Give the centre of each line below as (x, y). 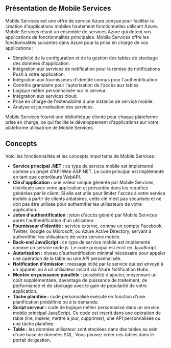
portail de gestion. (32, 340)
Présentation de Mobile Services (58, 8)
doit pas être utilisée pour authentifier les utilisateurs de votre (77, 204)
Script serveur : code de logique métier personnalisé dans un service (86, 307)
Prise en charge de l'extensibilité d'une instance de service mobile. (83, 101)
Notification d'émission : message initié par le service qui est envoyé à (88, 264)
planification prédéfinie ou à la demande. (56, 302)
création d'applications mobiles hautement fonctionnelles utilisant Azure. (82, 26)
